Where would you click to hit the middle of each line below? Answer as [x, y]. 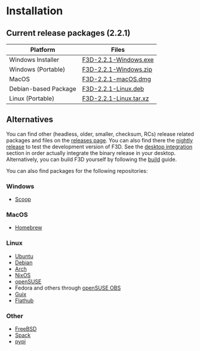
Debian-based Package [43, 89]
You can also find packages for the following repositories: [77, 170]
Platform [43, 50]
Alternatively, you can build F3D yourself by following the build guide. [92, 159]
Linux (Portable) [32, 98]
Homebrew [28, 228]
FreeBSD [26, 329]
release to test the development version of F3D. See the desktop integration [99, 147]
